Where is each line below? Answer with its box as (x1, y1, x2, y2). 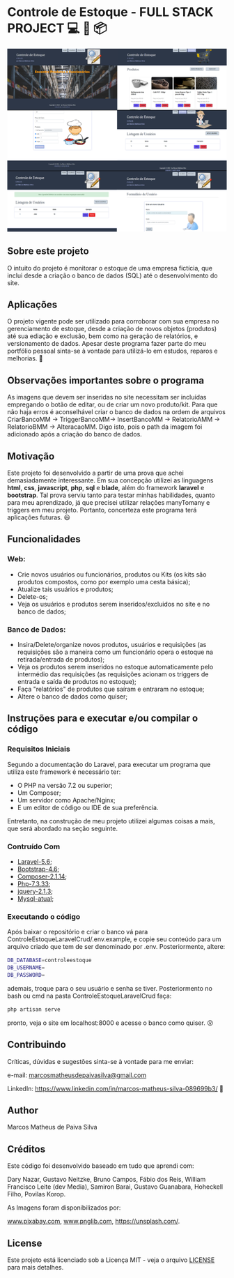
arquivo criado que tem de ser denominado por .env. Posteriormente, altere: (7, 943, 226, 951)
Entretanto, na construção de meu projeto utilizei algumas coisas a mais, (7, 816, 215, 825)
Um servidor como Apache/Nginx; (17, 796, 116, 804)
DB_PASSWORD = (7, 972, 45, 979)
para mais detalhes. (7, 1263, 64, 1272)
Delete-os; (17, 592, 48, 600)
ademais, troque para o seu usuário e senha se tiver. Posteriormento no (7, 984, 212, 992)
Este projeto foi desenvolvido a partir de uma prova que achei (7, 469, 185, 478)
